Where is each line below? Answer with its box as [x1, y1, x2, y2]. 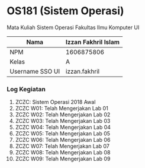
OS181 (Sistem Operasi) [7, 4, 124, 18]
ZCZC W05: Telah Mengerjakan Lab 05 [15, 130, 111, 137]
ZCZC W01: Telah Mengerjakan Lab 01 [15, 105, 108, 112]
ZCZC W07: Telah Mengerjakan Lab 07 [15, 142, 110, 150]
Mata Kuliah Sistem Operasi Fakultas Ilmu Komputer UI [7, 24, 140, 31]
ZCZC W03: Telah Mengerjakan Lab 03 [15, 118, 111, 125]
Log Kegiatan [7, 85, 46, 93]
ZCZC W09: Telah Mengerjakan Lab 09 [15, 156, 111, 163]
